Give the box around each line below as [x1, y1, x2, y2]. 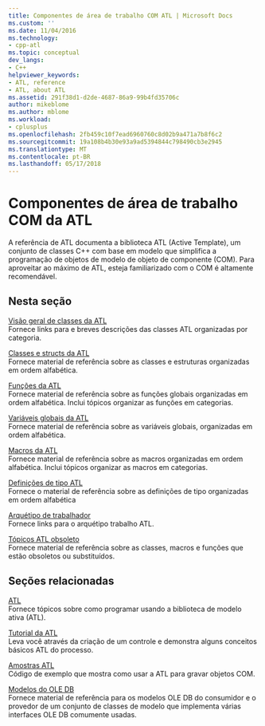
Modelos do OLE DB [8, 684, 75, 694]
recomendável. [8, 272, 57, 282]
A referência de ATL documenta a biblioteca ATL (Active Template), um [8, 238, 241, 247]
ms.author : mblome [8, 109, 69, 116]
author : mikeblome [8, 101, 69, 109]
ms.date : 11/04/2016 [8, 26, 77, 34]
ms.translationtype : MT [8, 145, 88, 153]
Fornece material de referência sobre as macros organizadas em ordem [8, 454, 244, 464]
